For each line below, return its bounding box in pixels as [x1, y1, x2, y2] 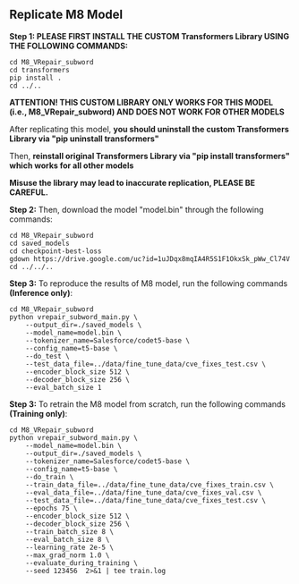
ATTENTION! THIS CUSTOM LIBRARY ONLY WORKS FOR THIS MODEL [9, 97, 274, 107]
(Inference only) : [9, 287, 73, 298]
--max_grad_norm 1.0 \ [25, 550, 110, 560]
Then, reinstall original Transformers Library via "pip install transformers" [9, 150, 290, 161]
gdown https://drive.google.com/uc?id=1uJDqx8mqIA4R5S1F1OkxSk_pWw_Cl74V [9, 254, 291, 263]
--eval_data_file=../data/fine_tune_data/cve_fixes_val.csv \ [25, 487, 262, 497]
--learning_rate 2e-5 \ [25, 543, 115, 552]
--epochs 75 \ [25, 504, 78, 512]
